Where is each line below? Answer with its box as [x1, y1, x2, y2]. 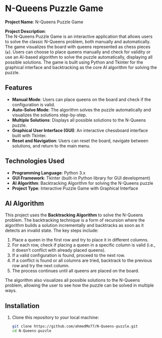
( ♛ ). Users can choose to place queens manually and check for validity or [5, 49, 151, 55]
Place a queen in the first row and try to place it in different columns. [12, 237, 149, 243]
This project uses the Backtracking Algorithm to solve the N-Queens [5, 212, 144, 218]
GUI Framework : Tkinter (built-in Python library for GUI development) [12, 175, 151, 181]
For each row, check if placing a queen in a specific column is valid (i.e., [12, 242, 156, 248]
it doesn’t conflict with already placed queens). [12, 247, 106, 253]
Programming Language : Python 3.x [12, 170, 86, 176]
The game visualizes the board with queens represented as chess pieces [5, 44, 151, 49]
